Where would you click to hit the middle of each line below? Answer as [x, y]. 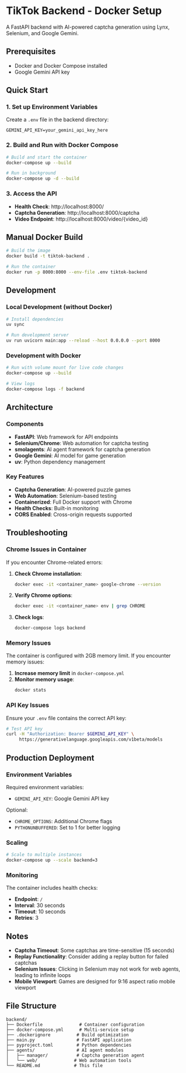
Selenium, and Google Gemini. [42, 33]
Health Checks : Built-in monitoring [57, 508]
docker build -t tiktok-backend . [48, 256]
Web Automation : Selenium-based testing [65, 496]
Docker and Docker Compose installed [61, 66]
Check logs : [29, 617]
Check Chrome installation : [48, 573]
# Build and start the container [47, 157]
